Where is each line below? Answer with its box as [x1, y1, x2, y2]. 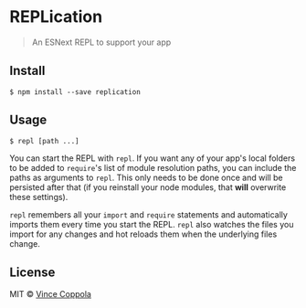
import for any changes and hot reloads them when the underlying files [9, 228, 278, 239]
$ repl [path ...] [9, 136, 79, 145]
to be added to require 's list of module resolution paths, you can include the [9, 162, 297, 173]
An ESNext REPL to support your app [31, 37, 172, 48]
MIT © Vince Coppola [9, 289, 91, 300]
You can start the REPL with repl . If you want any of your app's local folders [9, 153, 295, 164]
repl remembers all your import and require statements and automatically [9, 208, 288, 220]
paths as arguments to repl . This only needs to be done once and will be [9, 172, 283, 183]
